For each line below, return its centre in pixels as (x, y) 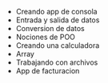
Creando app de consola (56, 12)
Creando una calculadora (58, 45)
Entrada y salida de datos (58, 20)
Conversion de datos (50, 28)
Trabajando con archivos (57, 62)
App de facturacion (48, 71)
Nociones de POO (46, 37)
